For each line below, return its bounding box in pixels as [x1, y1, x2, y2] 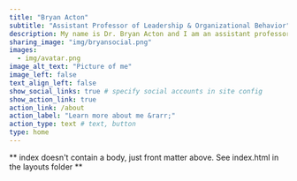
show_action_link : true [9, 94, 97, 104]
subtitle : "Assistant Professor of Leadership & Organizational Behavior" [9, 21, 291, 30]
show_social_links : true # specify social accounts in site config [9, 87, 263, 95]
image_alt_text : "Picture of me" [9, 63, 133, 72]
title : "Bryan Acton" [9, 12, 89, 22]
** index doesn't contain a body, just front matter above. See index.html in [9, 152, 279, 162]
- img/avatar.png [17, 54, 81, 63]
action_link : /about [9, 103, 86, 112]
